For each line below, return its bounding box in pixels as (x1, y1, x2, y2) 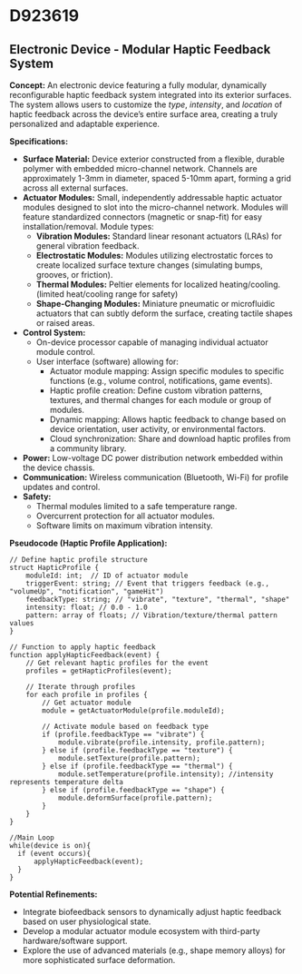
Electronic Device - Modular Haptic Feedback (9, 42, 271, 57)
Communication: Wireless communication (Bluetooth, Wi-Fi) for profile (22, 472, 288, 482)
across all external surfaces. (22, 182, 129, 193)
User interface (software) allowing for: (35, 356, 180, 367)
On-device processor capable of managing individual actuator (35, 337, 269, 348)
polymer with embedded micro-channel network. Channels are (22, 163, 258, 173)
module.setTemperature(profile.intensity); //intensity (57, 770, 274, 779)
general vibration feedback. (35, 241, 140, 251)
